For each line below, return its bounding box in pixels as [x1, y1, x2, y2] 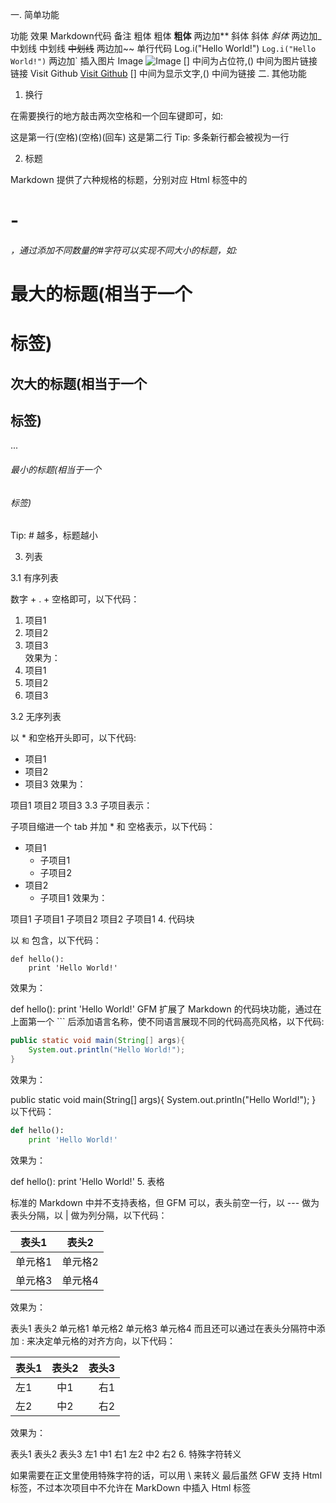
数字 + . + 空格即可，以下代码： [10, 593, 140, 605]
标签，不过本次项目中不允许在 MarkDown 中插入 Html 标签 [10, 1481, 252, 1493]
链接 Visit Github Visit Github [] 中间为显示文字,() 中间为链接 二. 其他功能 [10, 68, 307, 79]
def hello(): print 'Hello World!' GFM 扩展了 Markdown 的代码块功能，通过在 [10, 1003, 322, 1015]
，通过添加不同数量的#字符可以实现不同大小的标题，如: [10, 244, 238, 256]
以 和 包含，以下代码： [10, 934, 102, 947]
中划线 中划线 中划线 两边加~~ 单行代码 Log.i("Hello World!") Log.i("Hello [10, 43, 317, 54]
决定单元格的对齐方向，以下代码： [34, 1334, 176, 1347]
